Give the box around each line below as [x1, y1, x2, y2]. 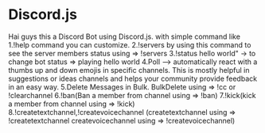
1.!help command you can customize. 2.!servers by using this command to [8, 40, 251, 49]
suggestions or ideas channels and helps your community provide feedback [8, 74, 257, 83]
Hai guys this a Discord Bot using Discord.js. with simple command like [8, 32, 241, 41]
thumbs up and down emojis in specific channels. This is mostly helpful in [8, 65, 250, 74]
